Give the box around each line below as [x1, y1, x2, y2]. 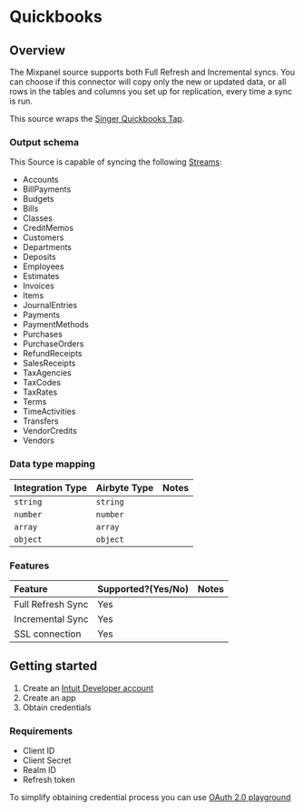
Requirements [9, 725, 74, 737]
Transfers [22, 416, 59, 426]
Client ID [22, 746, 55, 756]
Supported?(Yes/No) [97, 582, 189, 595]
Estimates [22, 271, 60, 282]
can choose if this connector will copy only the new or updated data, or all [9, 76, 287, 87]
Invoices [22, 280, 54, 292]
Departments [22, 242, 73, 253]
